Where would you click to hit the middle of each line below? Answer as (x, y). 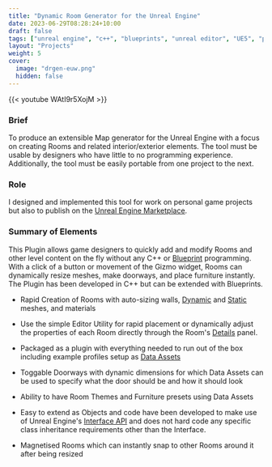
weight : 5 (25, 53)
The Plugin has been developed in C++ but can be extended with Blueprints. (136, 283)
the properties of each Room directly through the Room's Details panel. (139, 332)
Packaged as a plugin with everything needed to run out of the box (132, 348)
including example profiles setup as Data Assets (100, 356)
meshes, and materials (58, 308)
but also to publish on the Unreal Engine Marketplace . (98, 210)
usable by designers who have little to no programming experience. (121, 155)
